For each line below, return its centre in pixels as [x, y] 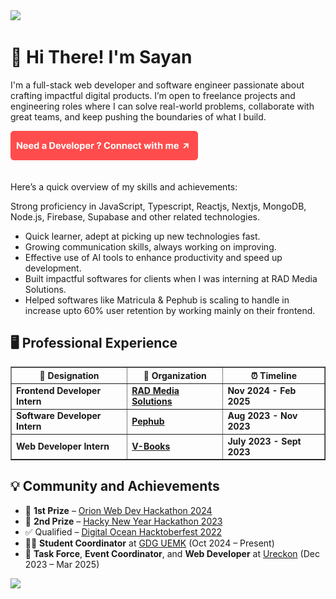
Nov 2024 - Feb [262, 391]
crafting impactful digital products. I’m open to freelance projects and [153, 95]
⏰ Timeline [274, 375]
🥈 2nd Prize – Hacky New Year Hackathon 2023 [123, 521]
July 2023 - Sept [264, 441]
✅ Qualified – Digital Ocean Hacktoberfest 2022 [123, 531]
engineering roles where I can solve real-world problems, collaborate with [162, 106]
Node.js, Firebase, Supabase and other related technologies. [135, 216]
